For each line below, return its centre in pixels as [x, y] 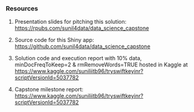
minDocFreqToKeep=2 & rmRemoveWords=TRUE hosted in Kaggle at [101, 65]
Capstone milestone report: [49, 89]
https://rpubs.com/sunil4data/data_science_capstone [82, 28]
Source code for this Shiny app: [54, 40]
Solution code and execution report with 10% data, [78, 58]
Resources [22, 9]
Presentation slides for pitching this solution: [70, 22]
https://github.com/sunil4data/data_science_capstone [82, 46]
